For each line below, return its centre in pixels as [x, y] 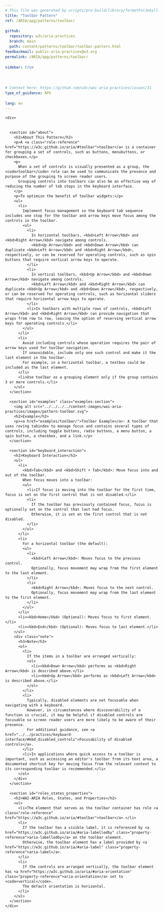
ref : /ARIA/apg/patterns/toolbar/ [40, 21]
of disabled [120, 740]
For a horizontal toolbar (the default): [65, 544]
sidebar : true [20, 67]
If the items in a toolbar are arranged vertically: [82, 656]
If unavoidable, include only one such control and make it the [89, 353]
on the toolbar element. [98, 838]
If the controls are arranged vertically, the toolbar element [88, 867]
